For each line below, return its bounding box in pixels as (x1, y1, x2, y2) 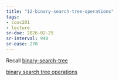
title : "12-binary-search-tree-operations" (6, 8, 114, 15)
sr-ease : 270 (6, 41, 38, 47)
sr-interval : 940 (6, 36, 49, 41)
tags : (6, 14, 19, 20)
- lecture (6, 24, 30, 31)
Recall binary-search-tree (6, 57, 69, 64)
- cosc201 (6, 19, 30, 25)
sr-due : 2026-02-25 (6, 30, 54, 36)
